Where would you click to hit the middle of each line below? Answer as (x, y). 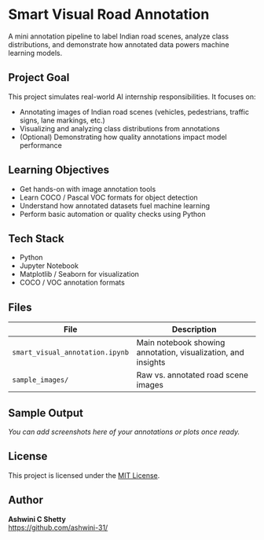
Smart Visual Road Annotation (109, 15)
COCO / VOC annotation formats (72, 283)
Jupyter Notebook (49, 266)
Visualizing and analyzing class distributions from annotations (119, 128)
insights (151, 362)
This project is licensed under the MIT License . (84, 475)
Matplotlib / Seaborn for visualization (79, 274)
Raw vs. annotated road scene (192, 375)
